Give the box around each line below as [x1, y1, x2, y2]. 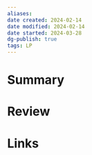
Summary [7, 72, 64, 88]
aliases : [7, 10, 33, 17]
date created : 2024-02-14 [7, 17, 82, 24]
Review [7, 104, 50, 120]
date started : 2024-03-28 [7, 29, 82, 37]
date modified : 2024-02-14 [7, 23, 85, 30]
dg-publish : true [7, 36, 57, 43]
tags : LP [7, 42, 33, 49]
